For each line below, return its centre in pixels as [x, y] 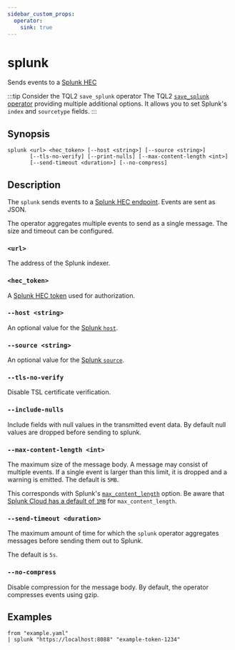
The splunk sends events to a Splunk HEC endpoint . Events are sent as [111, 201]
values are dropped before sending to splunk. [74, 432]
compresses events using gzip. [53, 594]
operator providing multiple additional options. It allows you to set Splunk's [117, 104]
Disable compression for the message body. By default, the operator [108, 587]
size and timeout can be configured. [61, 231]
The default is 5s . [33, 555]
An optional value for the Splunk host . [63, 327]
